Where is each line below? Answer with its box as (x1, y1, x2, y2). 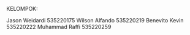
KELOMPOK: (6, 5, 38, 12)
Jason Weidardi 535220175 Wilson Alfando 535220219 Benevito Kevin (6, 17, 184, 24)
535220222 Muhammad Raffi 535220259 (6, 24, 112, 30)
